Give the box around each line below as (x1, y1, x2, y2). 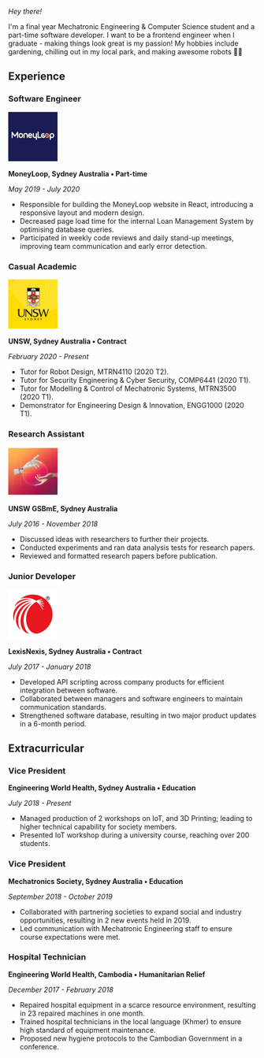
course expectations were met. (19, 932, 121, 941)
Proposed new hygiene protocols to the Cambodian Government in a (19, 1034, 243, 1043)
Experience (8, 70, 65, 84)
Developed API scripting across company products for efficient (19, 677, 225, 686)
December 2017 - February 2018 (8, 985, 114, 994)
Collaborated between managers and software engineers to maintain (19, 693, 243, 703)
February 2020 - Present (8, 351, 89, 361)
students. (19, 839, 50, 848)
